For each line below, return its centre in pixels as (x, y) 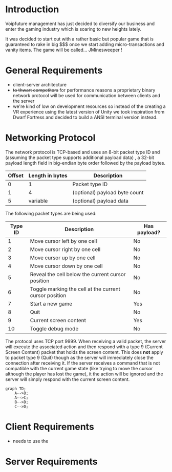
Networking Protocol (50, 138)
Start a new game (51, 304)
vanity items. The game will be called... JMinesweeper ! (64, 50)
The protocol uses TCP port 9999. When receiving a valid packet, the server (86, 341)
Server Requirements (52, 462)
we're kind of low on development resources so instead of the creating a (89, 106)
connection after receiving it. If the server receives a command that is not (83, 363)
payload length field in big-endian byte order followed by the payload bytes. (85, 163)
